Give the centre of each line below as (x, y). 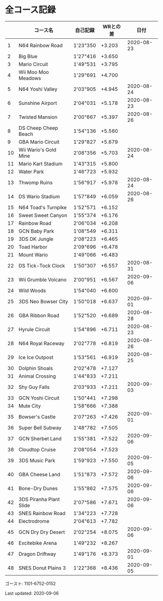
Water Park (31, 171)
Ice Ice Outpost (36, 357)
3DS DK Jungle (36, 239)
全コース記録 (30, 10)
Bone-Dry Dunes (38, 488)
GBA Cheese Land (40, 474)
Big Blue (28, 56)
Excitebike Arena (38, 543)
